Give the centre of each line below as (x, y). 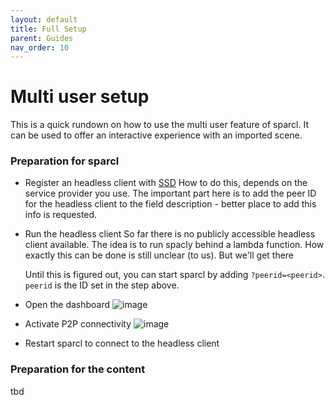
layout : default (44, 19)
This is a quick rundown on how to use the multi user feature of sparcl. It (159, 125)
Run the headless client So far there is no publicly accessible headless (170, 234)
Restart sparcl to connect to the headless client (122, 343)
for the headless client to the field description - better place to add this (170, 204)
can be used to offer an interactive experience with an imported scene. (156, 135)
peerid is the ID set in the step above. (102, 285)
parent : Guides (42, 38)
